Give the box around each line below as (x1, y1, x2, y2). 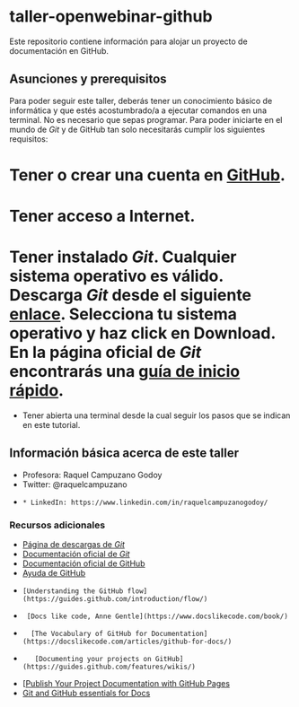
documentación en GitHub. (9, 45, 110, 56)
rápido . (9, 380, 65, 401)
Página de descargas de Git (22, 539, 126, 550)
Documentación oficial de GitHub (22, 558, 145, 569)
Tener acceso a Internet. (9, 206, 196, 226)
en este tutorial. (22, 420, 81, 431)
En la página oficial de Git (9, 343, 202, 362)
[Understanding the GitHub (22, 587, 124, 596)
